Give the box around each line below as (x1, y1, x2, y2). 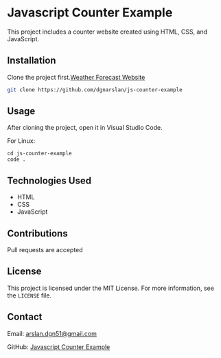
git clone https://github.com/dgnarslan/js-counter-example (7, 86, 183, 93)
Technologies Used (7, 175, 91, 186)
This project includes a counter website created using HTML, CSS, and (7, 27, 208, 36)
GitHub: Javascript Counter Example (7, 342, 110, 351)
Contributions (7, 227, 68, 239)
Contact (7, 311, 43, 323)
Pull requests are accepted (7, 246, 84, 254)
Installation (7, 55, 56, 67)
